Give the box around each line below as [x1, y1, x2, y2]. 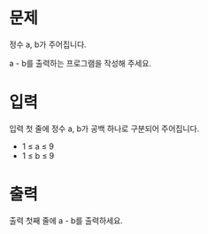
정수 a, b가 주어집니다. [9, 39, 87, 50]
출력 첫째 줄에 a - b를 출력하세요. [9, 214, 124, 226]
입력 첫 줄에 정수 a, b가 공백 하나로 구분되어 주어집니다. [9, 123, 200, 134]
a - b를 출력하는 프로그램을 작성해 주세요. [9, 58, 152, 68]
